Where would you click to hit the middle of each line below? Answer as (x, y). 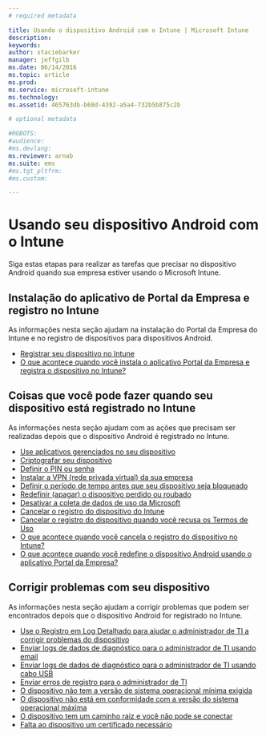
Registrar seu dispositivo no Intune (77, 354)
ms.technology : (34, 97)
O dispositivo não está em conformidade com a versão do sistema (129, 699)
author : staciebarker (44, 53)
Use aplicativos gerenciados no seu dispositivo (98, 451)
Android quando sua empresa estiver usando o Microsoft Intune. (115, 272)
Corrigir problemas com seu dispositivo (109, 588)
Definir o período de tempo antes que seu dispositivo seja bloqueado (134, 485)
